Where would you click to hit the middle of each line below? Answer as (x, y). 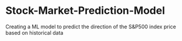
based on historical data (34, 32)
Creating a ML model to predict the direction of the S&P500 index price (91, 27)
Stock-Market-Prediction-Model (85, 11)
